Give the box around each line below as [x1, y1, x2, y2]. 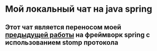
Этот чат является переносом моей [5, 23, 121, 31]
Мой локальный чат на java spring [5, 3, 153, 15]
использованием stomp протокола [5, 38, 118, 47]
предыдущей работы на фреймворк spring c [5, 30, 150, 39]
